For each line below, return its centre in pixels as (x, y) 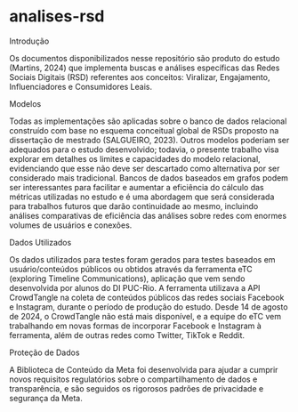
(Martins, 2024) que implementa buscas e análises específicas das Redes (145, 68)
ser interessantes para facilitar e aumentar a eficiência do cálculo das (137, 187)
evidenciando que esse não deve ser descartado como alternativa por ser (145, 168)
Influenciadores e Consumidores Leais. (81, 86)
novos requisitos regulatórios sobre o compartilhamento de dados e (133, 379)
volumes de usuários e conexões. (71, 225)
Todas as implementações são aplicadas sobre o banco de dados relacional (148, 121)
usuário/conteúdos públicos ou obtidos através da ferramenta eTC (131, 269)
